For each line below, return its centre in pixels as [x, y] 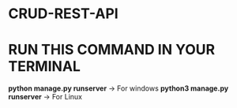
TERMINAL [45, 67]
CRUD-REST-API [63, 14]
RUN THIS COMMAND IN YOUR [112, 50]
